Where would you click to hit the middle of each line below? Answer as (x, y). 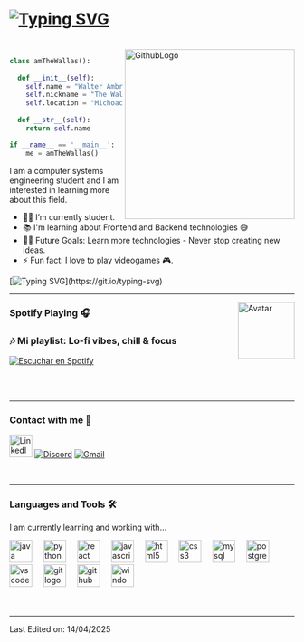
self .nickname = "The (66, 95)
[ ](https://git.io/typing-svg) (86, 281)
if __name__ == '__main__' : (62, 145)
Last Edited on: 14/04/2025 (60, 629)
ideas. (34, 250)
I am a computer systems (57, 170)
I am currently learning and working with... (88, 527)
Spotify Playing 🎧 (50, 313)
